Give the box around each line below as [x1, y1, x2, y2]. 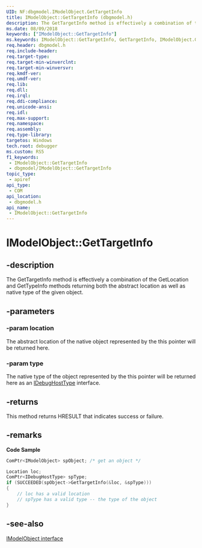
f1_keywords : [6, 154, 39, 160]
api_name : [6, 205, 31, 211]
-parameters [6, 306, 55, 316]
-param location [6, 324, 54, 333]
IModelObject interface [6, 535, 64, 542]
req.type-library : [6, 132, 52, 138]
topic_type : [6, 171, 36, 177]
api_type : [6, 182, 31, 188]
